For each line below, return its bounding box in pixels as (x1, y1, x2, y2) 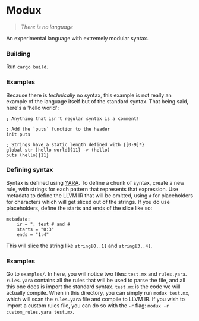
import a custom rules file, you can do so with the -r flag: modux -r (6, 302, 169, 309)
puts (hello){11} (6, 152, 49, 158)
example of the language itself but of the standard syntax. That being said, (6, 97, 189, 105)
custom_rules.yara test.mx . (6, 309, 75, 316)
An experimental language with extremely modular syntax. (6, 34, 149, 42)
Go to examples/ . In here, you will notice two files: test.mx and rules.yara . (6, 270, 187, 278)
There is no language (20, 23, 73, 30)
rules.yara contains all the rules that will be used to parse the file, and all (6, 277, 185, 284)
